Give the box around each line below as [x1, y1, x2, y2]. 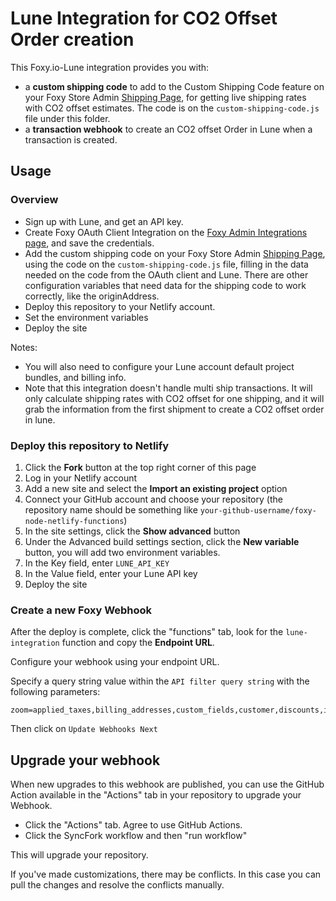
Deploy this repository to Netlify [10, 438, 170, 452]
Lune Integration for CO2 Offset [10, 7, 278, 30]
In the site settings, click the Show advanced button [24, 525, 241, 537]
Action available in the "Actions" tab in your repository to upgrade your [10, 789, 302, 801]
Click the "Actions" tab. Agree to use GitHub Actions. [24, 819, 243, 831]
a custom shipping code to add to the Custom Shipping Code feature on [24, 80, 325, 92]
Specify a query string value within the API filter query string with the [10, 675, 310, 687]
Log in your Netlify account [24, 472, 138, 484]
